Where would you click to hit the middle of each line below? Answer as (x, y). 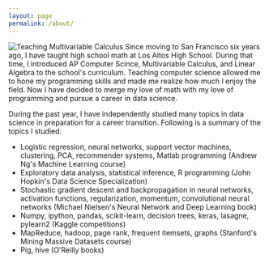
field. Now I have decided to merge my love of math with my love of (121, 89)
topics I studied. (35, 131)
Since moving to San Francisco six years (193, 46)
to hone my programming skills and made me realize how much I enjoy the (132, 81)
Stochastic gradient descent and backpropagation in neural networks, (137, 189)
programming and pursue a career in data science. (93, 98)
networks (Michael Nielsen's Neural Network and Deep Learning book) (139, 206)
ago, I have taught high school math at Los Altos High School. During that (131, 55)
